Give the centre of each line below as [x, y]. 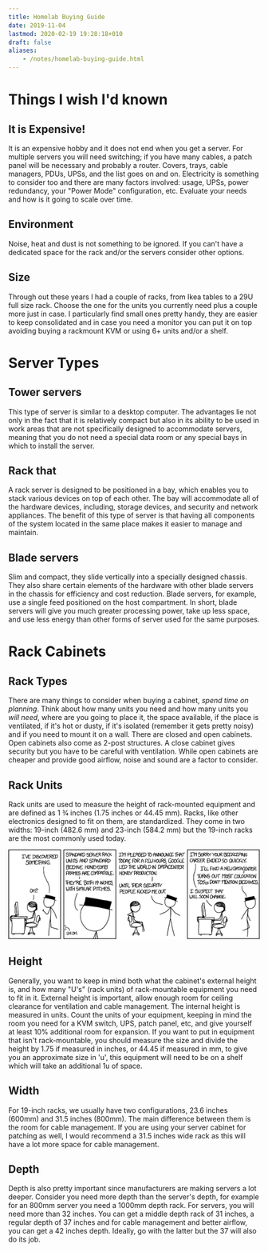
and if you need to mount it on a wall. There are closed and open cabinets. [130, 734]
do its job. [25, 1239]
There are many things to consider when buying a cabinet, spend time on [128, 701]
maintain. [23, 533]
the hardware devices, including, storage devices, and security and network [133, 507]
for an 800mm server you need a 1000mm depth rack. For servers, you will [131, 1206]
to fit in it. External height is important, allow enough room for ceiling [121, 998]
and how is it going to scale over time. [71, 199]
